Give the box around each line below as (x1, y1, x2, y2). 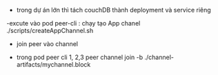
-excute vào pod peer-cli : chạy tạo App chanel (6, 19, 141, 27)
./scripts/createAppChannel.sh (6, 27, 94, 34)
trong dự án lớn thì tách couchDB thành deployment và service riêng (16, 6, 211, 14)
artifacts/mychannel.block (16, 61, 91, 68)
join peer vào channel (16, 40, 79, 47)
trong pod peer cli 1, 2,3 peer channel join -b (16, 53, 143, 61)
